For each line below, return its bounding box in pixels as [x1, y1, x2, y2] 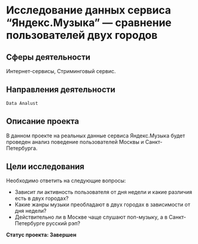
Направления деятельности [6, 85, 116, 95]
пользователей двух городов [6, 29, 158, 42]
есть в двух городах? [14, 195, 69, 202]
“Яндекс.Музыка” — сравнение [6, 16, 172, 29]
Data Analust [6, 100, 38, 106]
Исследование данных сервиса [6, 4, 171, 17]
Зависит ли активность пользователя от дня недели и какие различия [14, 189, 192, 196]
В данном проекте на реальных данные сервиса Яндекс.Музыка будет [6, 132, 186, 139]
